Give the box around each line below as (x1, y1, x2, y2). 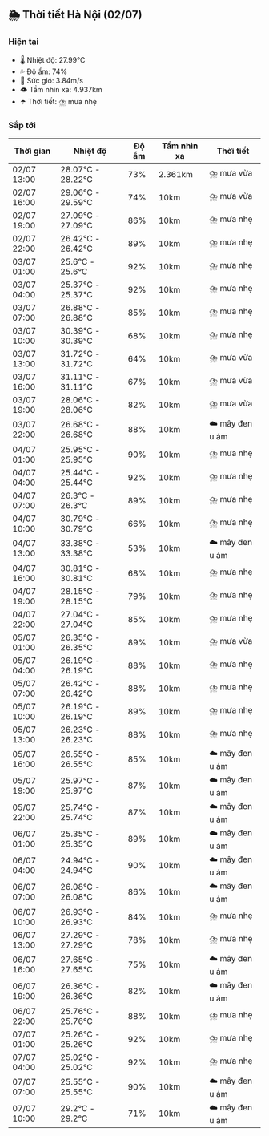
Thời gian (14, 145, 51, 156)
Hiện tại (8, 36, 39, 47)
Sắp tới (8, 119, 36, 131)
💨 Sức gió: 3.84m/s (19, 75, 84, 85)
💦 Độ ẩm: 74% (19, 67, 68, 76)
